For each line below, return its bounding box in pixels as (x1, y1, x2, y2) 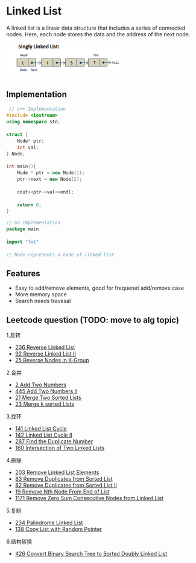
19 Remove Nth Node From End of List (14, 488, 110, 495)
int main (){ (6, 163, 36, 170)
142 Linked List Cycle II (14, 431, 72, 439)
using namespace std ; (6, 119, 61, 125)
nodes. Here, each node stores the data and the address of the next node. (6, 30, 191, 37)
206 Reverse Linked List (14, 343, 75, 351)
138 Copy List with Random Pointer (14, 526, 103, 533)
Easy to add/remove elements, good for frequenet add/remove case (14, 284, 185, 291)
